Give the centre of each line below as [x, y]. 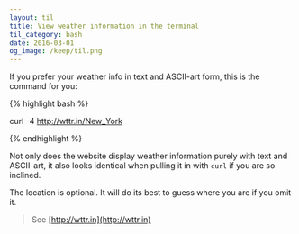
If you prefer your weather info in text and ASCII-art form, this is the [135, 76]
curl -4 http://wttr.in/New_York [66, 121]
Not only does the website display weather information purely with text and [149, 156]
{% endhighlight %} [46, 139]
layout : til [32, 18]
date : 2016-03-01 [42, 43]
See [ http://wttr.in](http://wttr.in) [91, 220]
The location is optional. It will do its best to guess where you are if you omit [150, 193]
